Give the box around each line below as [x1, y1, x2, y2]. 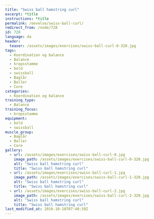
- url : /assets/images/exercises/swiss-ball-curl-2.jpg [9, 188, 125, 193]
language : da [5, 35, 32, 40]
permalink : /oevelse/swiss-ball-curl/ [5, 20, 84, 26]
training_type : [5, 98, 36, 103]
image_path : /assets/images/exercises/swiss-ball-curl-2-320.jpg [14, 193, 150, 198]
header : [5, 39, 21, 44]
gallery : [5, 148, 23, 153]
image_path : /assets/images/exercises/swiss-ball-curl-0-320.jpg [14, 157, 150, 161]
